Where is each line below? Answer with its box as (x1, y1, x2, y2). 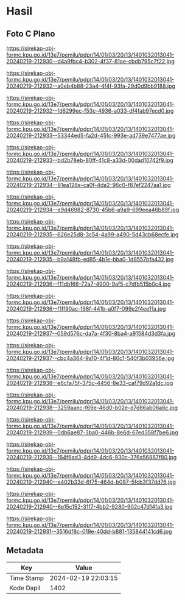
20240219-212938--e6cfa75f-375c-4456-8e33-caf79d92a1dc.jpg (6, 379, 173, 386)
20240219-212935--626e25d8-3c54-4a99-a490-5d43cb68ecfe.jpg (6, 231, 179, 238)
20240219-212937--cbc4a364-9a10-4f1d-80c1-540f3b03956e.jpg (6, 355, 175, 362)
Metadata (6, 545, 44, 556)
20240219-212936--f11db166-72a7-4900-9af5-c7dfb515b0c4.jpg (6, 280, 171, 288)
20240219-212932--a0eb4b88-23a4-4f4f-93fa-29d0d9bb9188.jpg (6, 82, 175, 90)
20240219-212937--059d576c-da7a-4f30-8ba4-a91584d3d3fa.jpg (6, 330, 175, 337)
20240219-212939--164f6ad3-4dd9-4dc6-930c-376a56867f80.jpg (6, 454, 177, 461)
